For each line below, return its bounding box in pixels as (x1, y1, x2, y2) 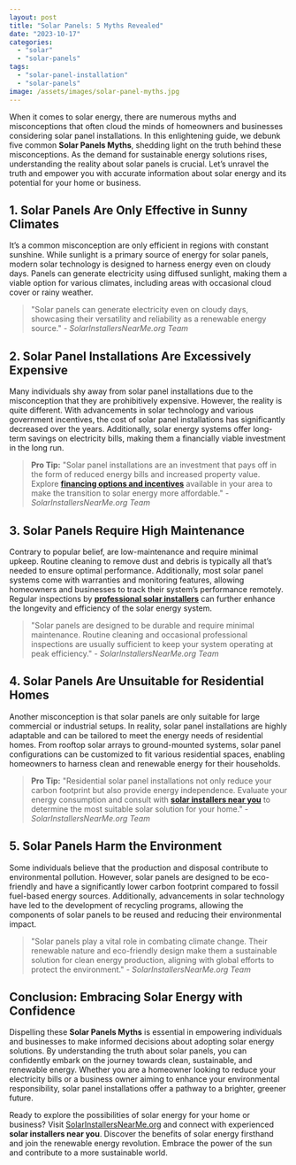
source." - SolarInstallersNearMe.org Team (30, 323, 188, 334)
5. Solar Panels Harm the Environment (9, 838, 223, 854)
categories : (9, 37, 53, 47)
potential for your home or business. (9, 177, 141, 188)
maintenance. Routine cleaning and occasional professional (30, 629, 248, 640)
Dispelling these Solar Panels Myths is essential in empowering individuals (9, 1027, 283, 1038)
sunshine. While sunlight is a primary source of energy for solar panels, (9, 250, 269, 260)
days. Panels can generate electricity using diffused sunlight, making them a (9, 268, 287, 279)
